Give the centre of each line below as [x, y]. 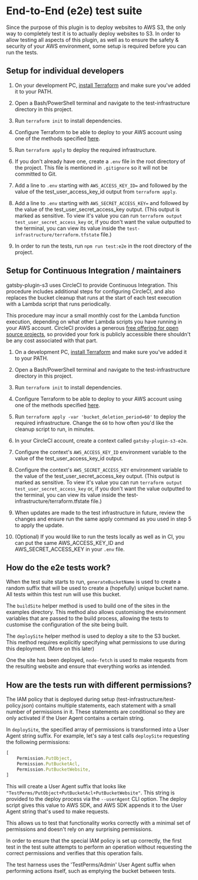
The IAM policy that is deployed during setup [61, 699]
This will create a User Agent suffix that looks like [66, 786]
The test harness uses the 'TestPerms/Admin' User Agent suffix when [91, 865]
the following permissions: [38, 742]
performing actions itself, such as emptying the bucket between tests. [91, 871]
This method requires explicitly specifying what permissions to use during [96, 642]
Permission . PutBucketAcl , [49, 764]
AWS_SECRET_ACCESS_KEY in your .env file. [70, 549]
